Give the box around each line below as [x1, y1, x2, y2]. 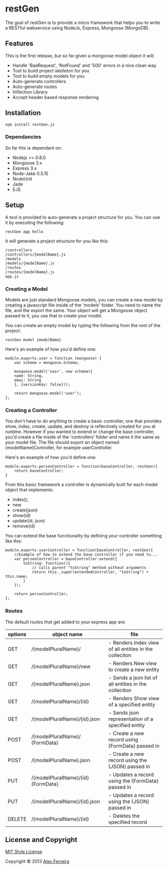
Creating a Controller [5, 406, 57, 413]
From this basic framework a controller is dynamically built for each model [5, 481, 158, 487]
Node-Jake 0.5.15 [12, 170, 48, 176]
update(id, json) [12, 518, 45, 524]
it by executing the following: [5, 219, 65, 225]
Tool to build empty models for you [12, 73, 85, 79]
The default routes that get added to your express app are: [5, 618, 126, 625]
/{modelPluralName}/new [31, 663, 91, 670]
